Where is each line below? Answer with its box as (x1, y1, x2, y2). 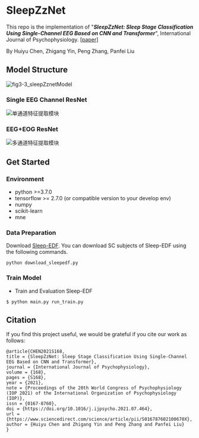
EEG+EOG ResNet (6, 125, 58, 133)
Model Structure (6, 65, 68, 75)
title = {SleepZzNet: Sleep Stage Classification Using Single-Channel (6, 354, 187, 360)
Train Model (6, 274, 42, 282)
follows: (6, 337, 26, 344)
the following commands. (6, 248, 68, 256)
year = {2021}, (6, 380, 44, 386)
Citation (6, 315, 37, 325)
